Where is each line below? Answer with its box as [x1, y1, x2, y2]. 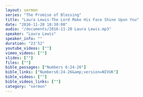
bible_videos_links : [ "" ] [5, 79, 61, 84]
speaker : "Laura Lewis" [5, 31, 57, 36]
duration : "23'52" [5, 41, 45, 46]
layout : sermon [5, 7, 38, 13]
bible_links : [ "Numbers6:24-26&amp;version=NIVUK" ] [5, 70, 118, 75]
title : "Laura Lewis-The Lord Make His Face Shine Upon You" [5, 17, 139, 22]
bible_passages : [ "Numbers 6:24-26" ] [5, 65, 86, 70]
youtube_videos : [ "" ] [5, 46, 52, 51]
